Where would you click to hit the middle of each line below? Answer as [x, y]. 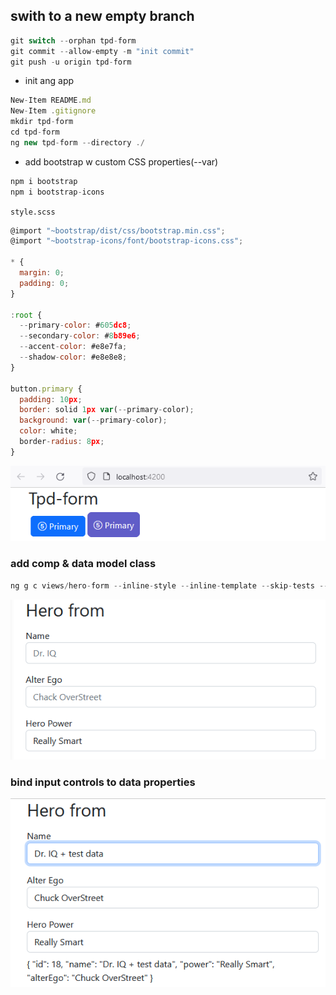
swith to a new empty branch [102, 16]
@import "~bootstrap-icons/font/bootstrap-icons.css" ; [127, 241]
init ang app [49, 81]
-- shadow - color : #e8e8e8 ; [73, 357]
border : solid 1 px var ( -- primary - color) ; [107, 410]
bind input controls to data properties [103, 782]
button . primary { [46, 389]
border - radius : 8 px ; [62, 442]
